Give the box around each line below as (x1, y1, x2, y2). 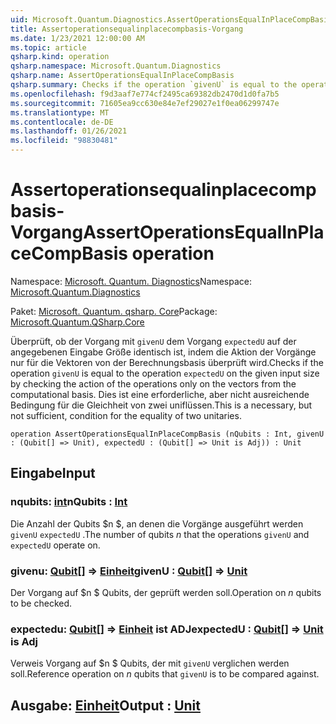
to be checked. (10, 597, 73, 609)
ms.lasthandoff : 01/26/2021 (10, 126, 128, 136)
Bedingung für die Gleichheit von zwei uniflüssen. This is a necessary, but (10, 399, 313, 411)
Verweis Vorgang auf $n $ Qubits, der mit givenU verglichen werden (10, 657, 290, 670)
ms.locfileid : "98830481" (10, 136, 118, 146)
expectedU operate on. (10, 539, 101, 551)
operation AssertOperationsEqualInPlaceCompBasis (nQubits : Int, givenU (10, 429, 325, 439)
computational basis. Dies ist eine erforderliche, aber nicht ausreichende (10, 388, 310, 400)
